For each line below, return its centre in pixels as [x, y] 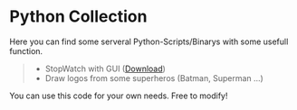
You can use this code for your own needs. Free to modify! [119, 96]
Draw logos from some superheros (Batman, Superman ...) [154, 78]
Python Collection [78, 17]
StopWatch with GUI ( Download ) [105, 69]
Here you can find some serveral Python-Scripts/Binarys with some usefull [149, 41]
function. [26, 50]
